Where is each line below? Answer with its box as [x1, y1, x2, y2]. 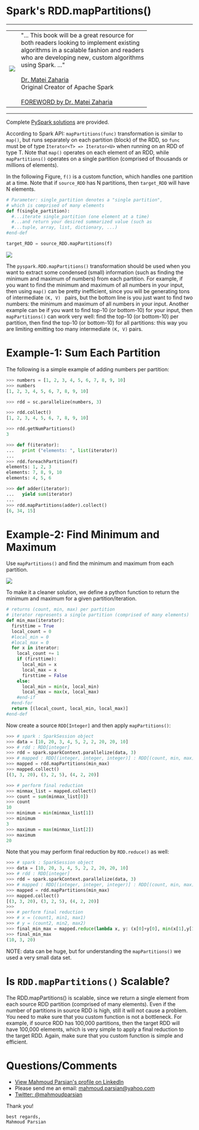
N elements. [6, 185, 36, 192]
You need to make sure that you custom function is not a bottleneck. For [6, 1013, 182, 1020]
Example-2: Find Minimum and [6, 528, 160, 541]
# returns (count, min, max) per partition [6, 606, 115, 612]
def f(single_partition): [6, 208, 70, 214]
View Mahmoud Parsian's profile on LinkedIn [14, 1078, 124, 1086]
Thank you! [6, 1103, 34, 1110]
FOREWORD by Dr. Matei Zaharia [21, 98, 113, 106]
